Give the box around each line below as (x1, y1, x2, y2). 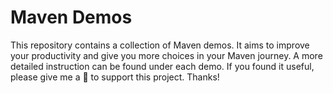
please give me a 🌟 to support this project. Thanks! (10, 71, 220, 83)
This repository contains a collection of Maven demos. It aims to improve (10, 39, 310, 51)
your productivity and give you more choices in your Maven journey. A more (10, 49, 323, 61)
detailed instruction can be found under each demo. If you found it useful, (10, 60, 315, 72)
